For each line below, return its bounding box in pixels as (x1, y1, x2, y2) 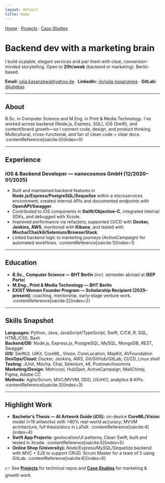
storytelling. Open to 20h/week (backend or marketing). (21, 64, 135, 70)
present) (12, 292, 30, 298)
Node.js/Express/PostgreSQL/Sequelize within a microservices (12, 193, 143, 199)
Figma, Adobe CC (5, 371, 41, 377)
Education (5, 258, 37, 267)
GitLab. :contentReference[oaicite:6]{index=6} (12, 455, 106, 461)
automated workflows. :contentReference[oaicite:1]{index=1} (12, 239, 135, 246)
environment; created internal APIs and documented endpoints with (12, 198, 149, 204)
